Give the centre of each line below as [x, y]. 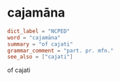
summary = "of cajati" [40, 44]
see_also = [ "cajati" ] [40, 57]
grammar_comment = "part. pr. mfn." [60, 51]
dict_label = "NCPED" [39, 31]
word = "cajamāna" [34, 37]
